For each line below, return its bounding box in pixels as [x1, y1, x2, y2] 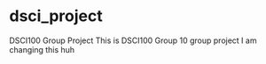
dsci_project [9, 6, 104, 26]
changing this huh [9, 44, 75, 54]
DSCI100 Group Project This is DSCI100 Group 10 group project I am [9, 35, 257, 46]
